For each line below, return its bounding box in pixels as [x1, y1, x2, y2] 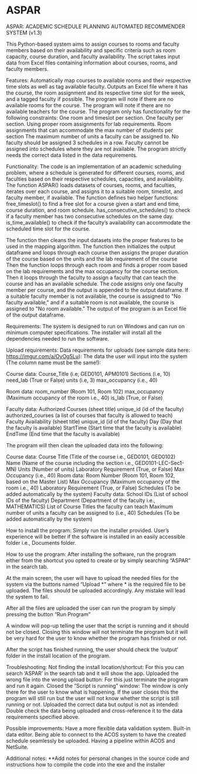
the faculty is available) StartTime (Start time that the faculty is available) [6, 424, 182, 431]
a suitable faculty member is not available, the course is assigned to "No [6, 293, 181, 300]
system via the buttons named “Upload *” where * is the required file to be [6, 580, 186, 588]
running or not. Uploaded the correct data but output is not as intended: [6, 701, 179, 708]
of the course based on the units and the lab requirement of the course [6, 255, 178, 262]
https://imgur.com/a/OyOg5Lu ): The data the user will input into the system [6, 352, 188, 359]
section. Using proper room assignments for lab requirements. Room [6, 120, 172, 127]
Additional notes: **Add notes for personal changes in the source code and [6, 755, 189, 762]
